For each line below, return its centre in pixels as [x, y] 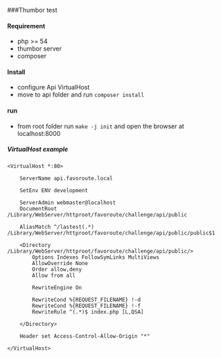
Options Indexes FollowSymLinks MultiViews [96, 257]
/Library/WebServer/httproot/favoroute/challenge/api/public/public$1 [111, 233]
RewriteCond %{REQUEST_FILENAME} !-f [86, 306]
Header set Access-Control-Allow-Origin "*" [85, 336]
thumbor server [39, 49]
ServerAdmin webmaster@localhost [68, 203]
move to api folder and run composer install [80, 95]
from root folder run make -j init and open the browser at [101, 126]
